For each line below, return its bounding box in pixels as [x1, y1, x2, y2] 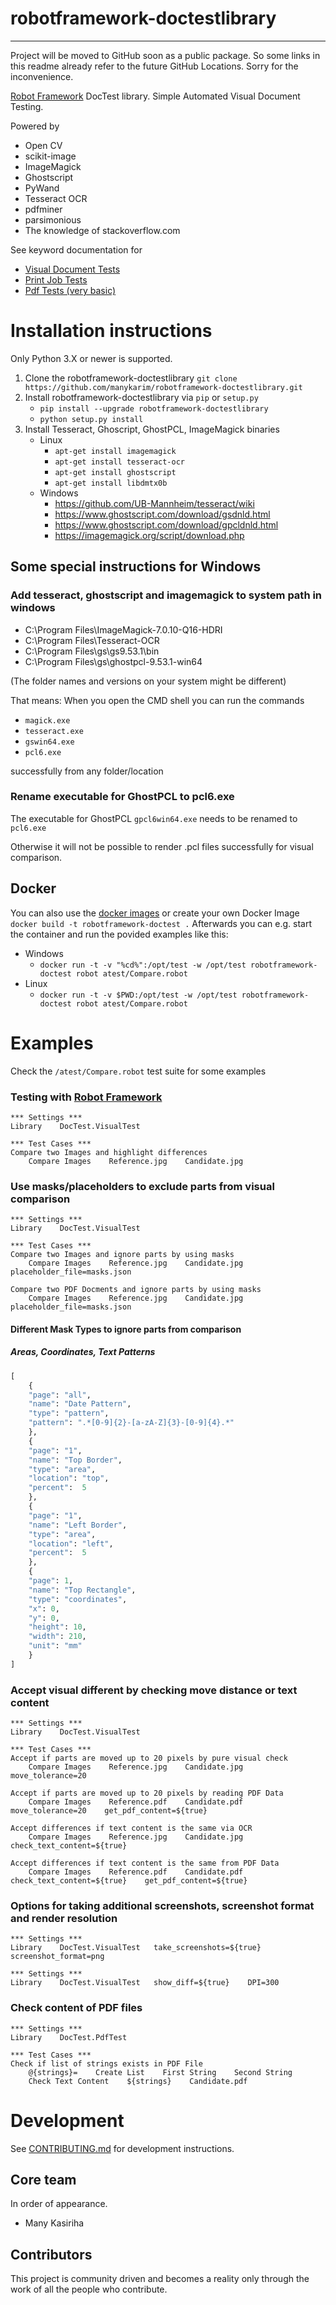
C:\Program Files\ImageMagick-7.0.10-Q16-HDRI [24, 623, 223, 636]
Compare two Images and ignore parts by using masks [10, 1250, 235, 1260]
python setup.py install [39, 414, 144, 424]
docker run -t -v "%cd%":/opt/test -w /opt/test [39, 960, 247, 970]
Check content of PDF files [10, 2001, 143, 2015]
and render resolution [10, 1911, 118, 1925]
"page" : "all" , [28, 1390, 92, 1400]
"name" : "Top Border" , [28, 1455, 123, 1465]
